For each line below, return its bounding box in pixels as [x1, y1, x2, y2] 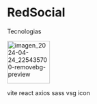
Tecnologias [7, 27, 42, 35]
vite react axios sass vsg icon [7, 88, 90, 97]
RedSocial [7, 5, 66, 20]
